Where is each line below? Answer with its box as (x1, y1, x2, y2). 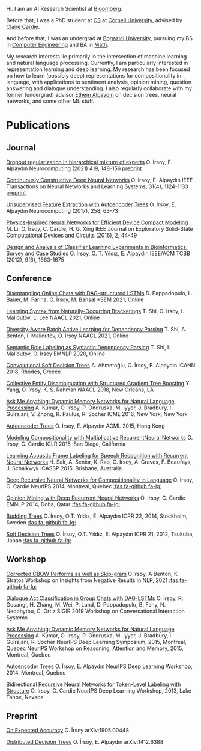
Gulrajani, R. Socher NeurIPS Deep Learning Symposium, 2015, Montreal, (6, 638, 187, 645)
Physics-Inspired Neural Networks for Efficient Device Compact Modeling (6, 219, 188, 226)
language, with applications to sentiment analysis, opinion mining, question (6, 78, 192, 85)
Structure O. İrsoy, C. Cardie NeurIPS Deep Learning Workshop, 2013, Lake (6, 687, 192, 694)
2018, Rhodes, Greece (6, 368, 61, 375)
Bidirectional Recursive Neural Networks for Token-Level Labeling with (6, 681, 181, 688)
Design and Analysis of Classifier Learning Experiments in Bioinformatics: (6, 244, 188, 250)
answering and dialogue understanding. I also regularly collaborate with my (6, 85, 193, 92)
